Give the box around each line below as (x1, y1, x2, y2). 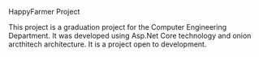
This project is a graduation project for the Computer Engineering (8, 22, 227, 31)
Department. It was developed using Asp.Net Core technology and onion (8, 31, 252, 40)
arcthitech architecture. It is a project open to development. (8, 39, 207, 49)
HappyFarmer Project (8, 7, 80, 16)
